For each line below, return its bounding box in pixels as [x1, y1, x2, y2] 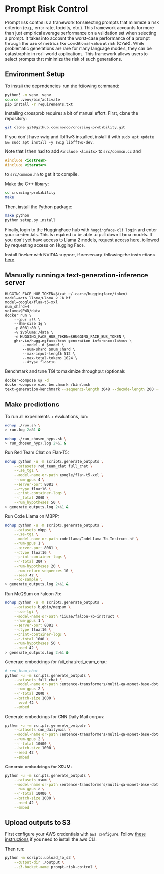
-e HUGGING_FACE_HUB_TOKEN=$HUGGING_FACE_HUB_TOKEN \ [14, 334, 125, 339]
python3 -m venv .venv [5, 92, 51, 97]
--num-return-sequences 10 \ [14, 568, 73, 573]
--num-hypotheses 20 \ [14, 563, 60, 569]
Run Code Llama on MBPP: [5, 513, 60, 519]
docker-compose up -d [5, 378, 49, 383]
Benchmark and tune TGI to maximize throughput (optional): [5, 368, 126, 374]
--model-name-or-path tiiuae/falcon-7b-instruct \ [14, 614, 119, 618]
